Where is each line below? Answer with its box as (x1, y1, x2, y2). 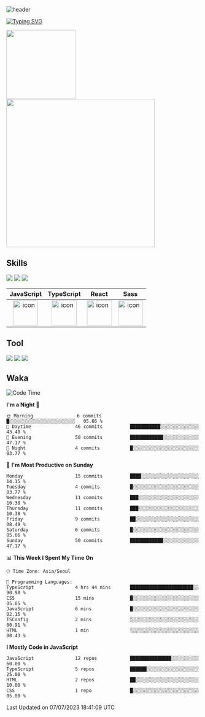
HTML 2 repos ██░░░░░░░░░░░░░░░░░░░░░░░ (6, 677, 199, 683)
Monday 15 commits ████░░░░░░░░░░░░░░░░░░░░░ (6, 473, 199, 479)
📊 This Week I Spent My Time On (6, 554, 93, 562)
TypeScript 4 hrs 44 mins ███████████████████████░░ (6, 584, 199, 591)
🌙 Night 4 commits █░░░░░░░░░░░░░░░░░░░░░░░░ (6, 445, 199, 451)
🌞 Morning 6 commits (6, 413, 102, 419)
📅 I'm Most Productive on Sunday (6, 461, 93, 469)
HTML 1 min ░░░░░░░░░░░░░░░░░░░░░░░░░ (6, 627, 199, 634)
